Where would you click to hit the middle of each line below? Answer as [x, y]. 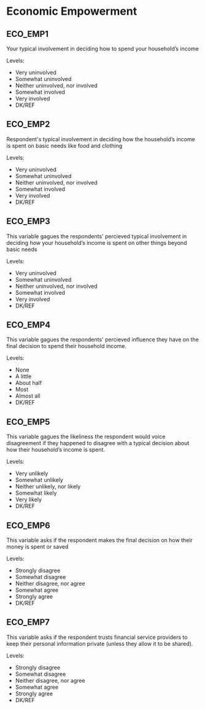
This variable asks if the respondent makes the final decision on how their [100, 540]
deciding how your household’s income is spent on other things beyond [97, 242]
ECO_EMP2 [28, 124]
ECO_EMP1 [28, 34]
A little [23, 376]
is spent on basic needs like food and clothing [64, 145]
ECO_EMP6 [28, 525]
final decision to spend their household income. [67, 346]
